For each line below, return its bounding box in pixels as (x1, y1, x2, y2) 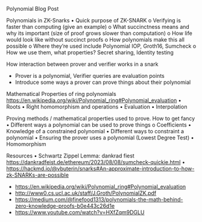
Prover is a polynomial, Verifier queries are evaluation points (14, 72, 165, 79)
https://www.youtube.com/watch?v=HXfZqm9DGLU (14, 209, 145, 216)
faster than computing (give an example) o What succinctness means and (6, 24, 190, 30)
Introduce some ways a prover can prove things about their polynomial (14, 78, 191, 86)
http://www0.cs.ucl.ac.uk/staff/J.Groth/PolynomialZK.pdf (14, 189, 157, 197)
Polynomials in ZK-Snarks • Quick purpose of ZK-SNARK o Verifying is (6, 17, 181, 24)
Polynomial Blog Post (6, 5, 59, 12)
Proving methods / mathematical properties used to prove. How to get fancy (6, 115, 195, 122)
